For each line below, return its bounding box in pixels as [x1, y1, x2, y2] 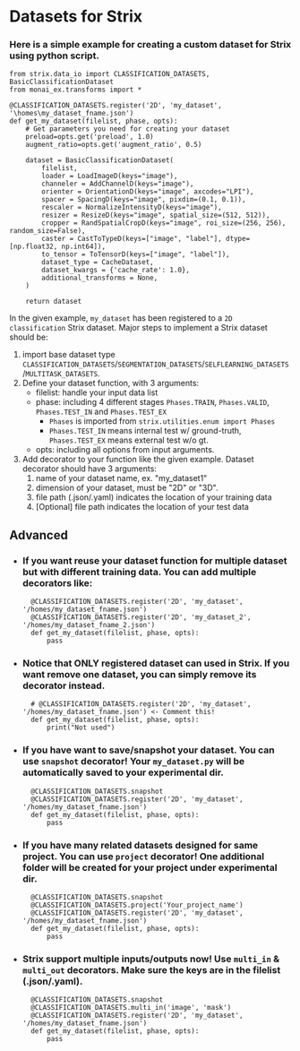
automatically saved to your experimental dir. [21, 766, 224, 779]
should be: [9, 332, 49, 342]
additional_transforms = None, [41, 273, 159, 283]
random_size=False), [9, 227, 87, 236]
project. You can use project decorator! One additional [21, 849, 265, 862]
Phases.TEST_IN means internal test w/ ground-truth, [48, 426, 242, 436]
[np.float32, [9, 242, 58, 252]
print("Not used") [46, 723, 116, 732]
